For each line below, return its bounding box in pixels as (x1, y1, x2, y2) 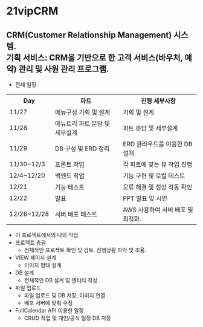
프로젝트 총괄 (14, 239, 47, 246)
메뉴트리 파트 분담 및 (54, 120, 111, 128)
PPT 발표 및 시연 (123, 195, 167, 202)
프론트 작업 (54, 160, 85, 169)
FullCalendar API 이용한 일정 (14, 307, 84, 314)
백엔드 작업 (54, 172, 85, 180)
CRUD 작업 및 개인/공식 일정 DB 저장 (24, 314, 111, 322)
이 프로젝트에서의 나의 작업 (14, 231, 79, 238)
